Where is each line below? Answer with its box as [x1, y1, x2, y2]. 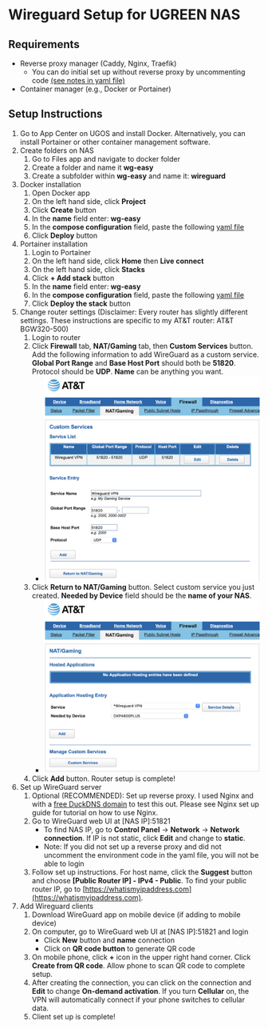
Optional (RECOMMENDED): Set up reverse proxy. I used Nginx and [31, 791, 254, 800]
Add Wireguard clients [19, 901, 94, 911]
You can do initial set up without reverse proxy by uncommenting [31, 67, 246, 77]
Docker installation [19, 179, 81, 189]
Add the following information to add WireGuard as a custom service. [31, 350, 259, 359]
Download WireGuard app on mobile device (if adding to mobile [31, 910, 241, 919]
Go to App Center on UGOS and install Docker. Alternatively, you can [19, 128, 246, 138]
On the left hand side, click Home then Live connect [31, 256, 204, 266]
